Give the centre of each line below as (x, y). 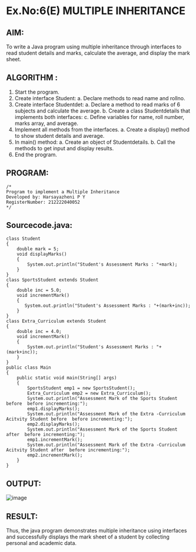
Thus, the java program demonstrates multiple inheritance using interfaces (97, 531)
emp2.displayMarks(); (54, 424)
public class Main (29, 368)
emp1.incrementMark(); (55, 440)
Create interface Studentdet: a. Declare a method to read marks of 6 (97, 104)
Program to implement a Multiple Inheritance (63, 192)
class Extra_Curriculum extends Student (57, 321)
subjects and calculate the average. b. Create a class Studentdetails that (102, 111)
